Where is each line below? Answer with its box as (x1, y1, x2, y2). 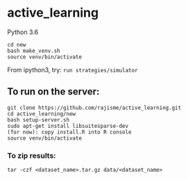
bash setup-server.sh (7, 116, 70, 123)
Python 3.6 (7, 28, 39, 36)
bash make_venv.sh (7, 47, 60, 54)
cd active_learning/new (7, 110, 76, 117)
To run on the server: (7, 85, 100, 98)
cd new (7, 41, 26, 48)
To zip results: (7, 151, 57, 161)
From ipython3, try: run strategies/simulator (7, 65, 138, 74)
